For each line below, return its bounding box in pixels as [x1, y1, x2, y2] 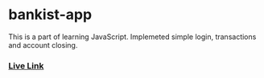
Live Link [8, 60, 44, 71]
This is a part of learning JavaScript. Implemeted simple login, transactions [8, 32, 257, 41]
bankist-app [8, 6, 93, 24]
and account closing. [8, 40, 78, 49]
